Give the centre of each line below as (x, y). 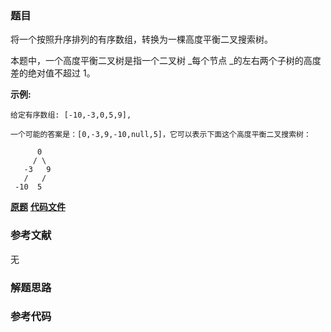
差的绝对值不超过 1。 (53, 73)
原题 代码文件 (38, 207)
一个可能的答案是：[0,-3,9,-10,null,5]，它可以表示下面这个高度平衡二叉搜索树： (161, 135)
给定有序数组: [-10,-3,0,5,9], (71, 115)
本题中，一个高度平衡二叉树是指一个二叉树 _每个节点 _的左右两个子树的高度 (166, 61)
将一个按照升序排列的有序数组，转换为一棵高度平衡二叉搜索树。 (141, 39)
